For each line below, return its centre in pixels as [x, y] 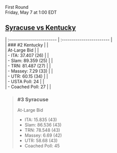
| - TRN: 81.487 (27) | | [28, 65]
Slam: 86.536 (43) [43, 125]
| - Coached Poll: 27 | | [28, 87]
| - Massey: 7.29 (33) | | [29, 71]
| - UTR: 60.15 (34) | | [27, 76]
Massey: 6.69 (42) [43, 135]
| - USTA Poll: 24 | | [25, 81]
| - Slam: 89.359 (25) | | [29, 61]
